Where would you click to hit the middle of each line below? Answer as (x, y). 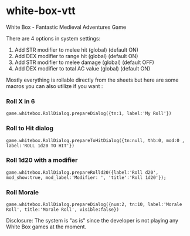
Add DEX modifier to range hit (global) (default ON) (76, 56)
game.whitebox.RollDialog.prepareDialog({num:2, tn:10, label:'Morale (94, 205)
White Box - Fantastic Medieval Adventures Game (66, 27)
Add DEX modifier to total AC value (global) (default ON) (82, 68)
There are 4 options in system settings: (53, 38)
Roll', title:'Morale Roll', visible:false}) (62, 210)
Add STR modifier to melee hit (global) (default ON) (77, 50)
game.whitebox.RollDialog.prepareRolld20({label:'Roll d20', (82, 172)
